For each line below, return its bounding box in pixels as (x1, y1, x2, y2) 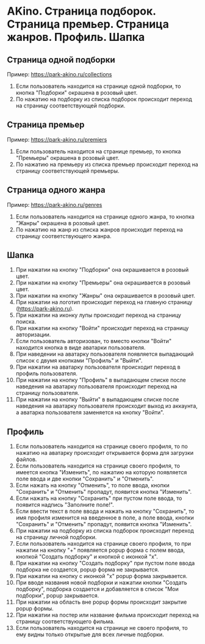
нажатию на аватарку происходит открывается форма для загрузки (15, 449, 194, 457)
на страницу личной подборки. (15, 534, 97, 541)
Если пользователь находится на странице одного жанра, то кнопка (15, 212, 195, 220)
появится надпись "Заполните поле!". (15, 501, 115, 508)
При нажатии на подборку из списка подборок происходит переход (15, 527, 194, 535)
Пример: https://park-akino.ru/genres (7, 201, 103, 208)
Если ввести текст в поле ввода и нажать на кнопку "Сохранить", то (15, 508, 195, 515)
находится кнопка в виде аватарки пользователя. (15, 344, 146, 352)
